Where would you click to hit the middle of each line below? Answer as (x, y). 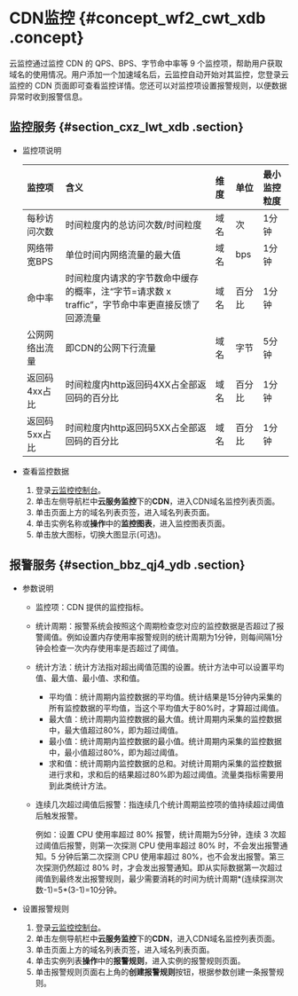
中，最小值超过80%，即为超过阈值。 (116, 752)
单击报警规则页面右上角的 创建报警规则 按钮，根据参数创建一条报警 (156, 971)
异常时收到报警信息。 (48, 96)
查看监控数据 (45, 471)
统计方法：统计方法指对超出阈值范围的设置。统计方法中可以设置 (152, 667)
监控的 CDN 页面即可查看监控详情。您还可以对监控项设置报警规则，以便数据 (148, 85)
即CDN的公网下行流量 (111, 348)
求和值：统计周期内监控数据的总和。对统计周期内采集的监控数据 (165, 763)
